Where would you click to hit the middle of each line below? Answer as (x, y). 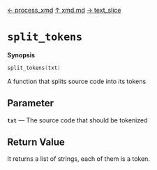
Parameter (31, 103)
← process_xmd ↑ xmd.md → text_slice (64, 10)
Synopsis (21, 55)
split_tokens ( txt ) (34, 68)
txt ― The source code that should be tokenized (77, 120)
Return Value (36, 142)
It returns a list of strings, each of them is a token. (78, 159)
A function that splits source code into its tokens (77, 81)
